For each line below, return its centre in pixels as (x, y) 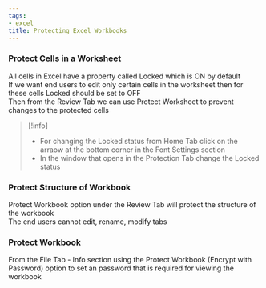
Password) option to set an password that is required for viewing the (121, 268)
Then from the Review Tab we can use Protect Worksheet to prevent (121, 102)
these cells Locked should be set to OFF (75, 93)
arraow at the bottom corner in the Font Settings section (133, 150)
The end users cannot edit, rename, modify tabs (88, 222)
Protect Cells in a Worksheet (65, 58)
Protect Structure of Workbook (70, 187)
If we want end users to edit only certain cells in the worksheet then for (126, 84)
